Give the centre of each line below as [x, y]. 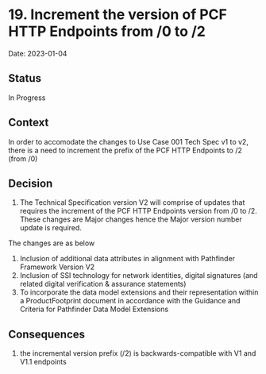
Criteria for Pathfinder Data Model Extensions [94, 309]
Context [29, 123]
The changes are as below [52, 243]
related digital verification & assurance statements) [103, 284]
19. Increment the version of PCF [118, 15]
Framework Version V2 [57, 267]
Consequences [47, 334]
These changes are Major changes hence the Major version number [131, 219]
